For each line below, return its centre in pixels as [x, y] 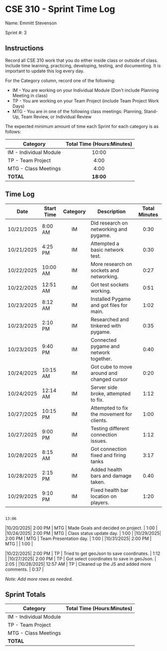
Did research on [109, 223]
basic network [107, 250]
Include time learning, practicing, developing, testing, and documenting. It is [83, 65]
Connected [104, 340]
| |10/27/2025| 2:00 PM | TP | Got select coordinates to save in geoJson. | [81, 558]
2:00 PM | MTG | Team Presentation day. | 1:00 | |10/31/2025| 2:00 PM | [78, 538]
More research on [112, 264]
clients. [99, 420]
